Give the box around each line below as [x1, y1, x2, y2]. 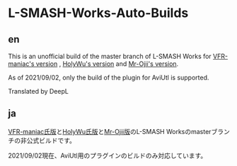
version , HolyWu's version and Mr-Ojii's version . [35, 60, 179, 68]
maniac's [8, 60, 35, 68]
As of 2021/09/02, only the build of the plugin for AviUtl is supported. [8, 73, 209, 82]
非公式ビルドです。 [20, 136, 76, 145]
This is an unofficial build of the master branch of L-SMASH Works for [8, 52, 212, 60]
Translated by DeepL [8, 87, 69, 95]
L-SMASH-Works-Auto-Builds [8, 5, 189, 21]
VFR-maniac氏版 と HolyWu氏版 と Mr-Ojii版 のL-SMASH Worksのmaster [8, 127, 212, 135]
